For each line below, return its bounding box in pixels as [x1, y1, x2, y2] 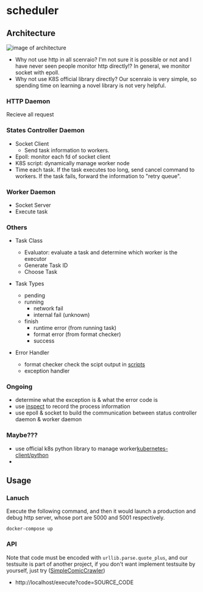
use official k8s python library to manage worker [15, 444, 137, 452]
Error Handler [15, 349, 50, 357]
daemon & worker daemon [15, 416, 82, 423]
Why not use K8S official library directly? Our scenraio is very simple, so [15, 76, 197, 82]
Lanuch [6, 494, 29, 502]
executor [24, 255, 47, 263]
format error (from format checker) [33, 330, 121, 338]
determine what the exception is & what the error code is [15, 396, 158, 404]
